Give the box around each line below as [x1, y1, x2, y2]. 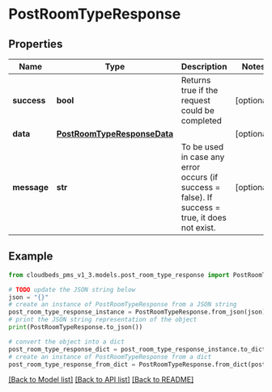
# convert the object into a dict [8, 337, 125, 346]
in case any [181, 151, 225, 162]
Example [8, 250, 53, 263]
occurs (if [181, 171, 219, 183]
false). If [181, 192, 213, 203]
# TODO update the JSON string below [8, 285, 136, 293]
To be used [181, 141, 224, 152]
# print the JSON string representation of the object [8, 316, 198, 324]
